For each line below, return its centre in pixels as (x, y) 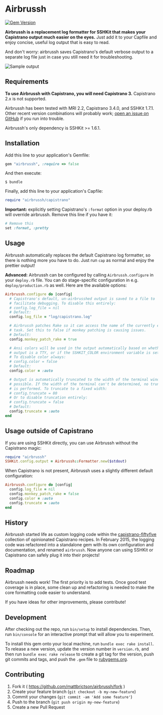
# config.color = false (33, 362)
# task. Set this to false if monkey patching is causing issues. (78, 330)
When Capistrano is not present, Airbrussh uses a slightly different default (79, 471)
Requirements (27, 82)
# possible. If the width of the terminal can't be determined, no (79, 384)
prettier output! (20, 265)
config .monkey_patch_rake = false (44, 494)
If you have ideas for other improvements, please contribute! (65, 602)
